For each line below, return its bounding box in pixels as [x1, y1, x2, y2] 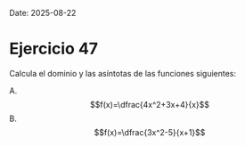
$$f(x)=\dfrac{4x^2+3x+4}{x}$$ [90, 99, 209, 109]
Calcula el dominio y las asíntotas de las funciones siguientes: [9, 68, 237, 78]
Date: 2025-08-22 [9, 8, 77, 18]
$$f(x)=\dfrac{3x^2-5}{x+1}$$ [94, 126, 206, 137]
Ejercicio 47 [9, 39, 99, 59]
